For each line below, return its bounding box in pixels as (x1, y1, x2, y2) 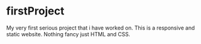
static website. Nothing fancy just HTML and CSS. (6, 30, 131, 37)
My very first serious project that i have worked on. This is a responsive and (6, 24, 195, 31)
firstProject (6, 4, 65, 18)
